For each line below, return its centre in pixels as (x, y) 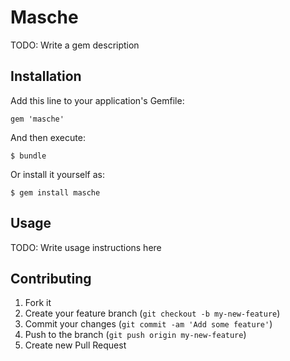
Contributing (51, 278)
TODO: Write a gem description (75, 45)
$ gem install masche (55, 192)
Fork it (38, 303)
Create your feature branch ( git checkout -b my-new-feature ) (152, 313)
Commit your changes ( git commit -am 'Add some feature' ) (148, 324)
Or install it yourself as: (57, 174)
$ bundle (28, 156)
